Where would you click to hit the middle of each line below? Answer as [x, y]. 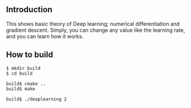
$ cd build [19, 73]
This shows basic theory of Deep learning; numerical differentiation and [93, 23]
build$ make [21, 89]
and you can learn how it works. [45, 36]
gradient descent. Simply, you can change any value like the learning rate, [95, 30]
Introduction [29, 10]
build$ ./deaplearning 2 [36, 99]
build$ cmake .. [26, 84]
